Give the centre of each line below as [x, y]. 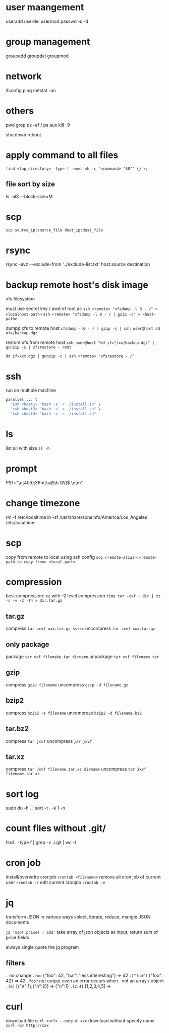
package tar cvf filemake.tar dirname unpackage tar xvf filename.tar [82, 657]
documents [17, 922]
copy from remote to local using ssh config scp [54, 557]
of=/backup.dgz [22, 333]
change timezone [43, 503]
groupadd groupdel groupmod [37, 56]
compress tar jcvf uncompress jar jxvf [49, 741]
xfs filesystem [20, 299]
